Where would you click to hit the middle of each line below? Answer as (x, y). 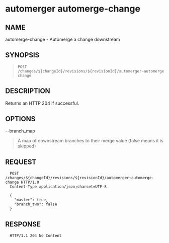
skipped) (27, 146)
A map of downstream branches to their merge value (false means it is (90, 141)
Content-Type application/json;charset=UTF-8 (58, 187)
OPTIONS (20, 119)
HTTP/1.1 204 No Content (36, 236)
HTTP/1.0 (30, 182)
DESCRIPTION (28, 91)
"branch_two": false (36, 204)
